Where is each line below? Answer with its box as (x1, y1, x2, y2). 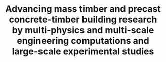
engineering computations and (16, 35, 150, 47)
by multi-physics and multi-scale (12, 25, 154, 36)
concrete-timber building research (9, 14, 157, 25)
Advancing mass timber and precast (5, 3, 161, 15)
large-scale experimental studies (12, 46, 154, 57)
